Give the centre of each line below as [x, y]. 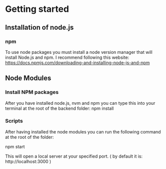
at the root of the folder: [29, 137]
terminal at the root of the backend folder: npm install [59, 108]
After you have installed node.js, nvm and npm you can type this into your [80, 103]
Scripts [14, 121]
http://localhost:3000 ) [28, 161]
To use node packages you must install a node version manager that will [79, 52]
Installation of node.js [39, 27]
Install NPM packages [32, 92]
